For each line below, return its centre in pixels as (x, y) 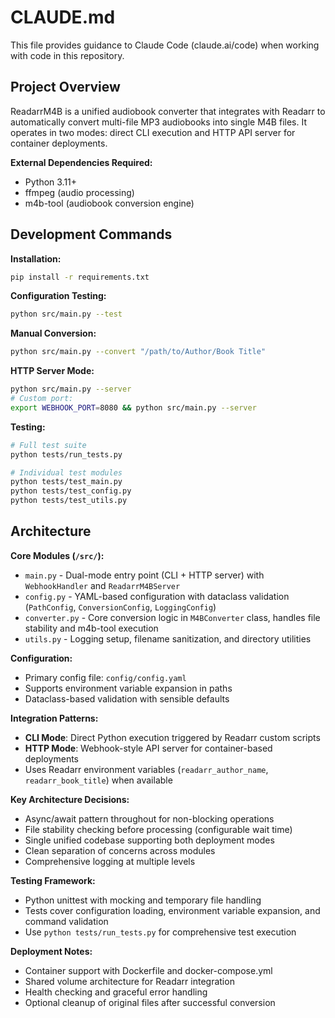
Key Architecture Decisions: (70, 799)
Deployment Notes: (51, 951)
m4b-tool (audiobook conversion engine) (109, 203)
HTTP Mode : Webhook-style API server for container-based (148, 748)
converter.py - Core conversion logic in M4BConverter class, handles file (172, 617)
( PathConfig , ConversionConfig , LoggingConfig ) (120, 607)
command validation (66, 921)
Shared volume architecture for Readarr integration (129, 981)
